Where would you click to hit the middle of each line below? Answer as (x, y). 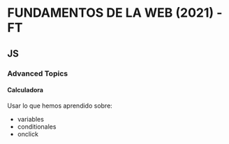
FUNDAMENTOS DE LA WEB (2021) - (115, 13)
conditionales (37, 127)
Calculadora (25, 90)
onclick (28, 134)
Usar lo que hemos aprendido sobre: (60, 106)
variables (30, 119)
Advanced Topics (38, 73)
